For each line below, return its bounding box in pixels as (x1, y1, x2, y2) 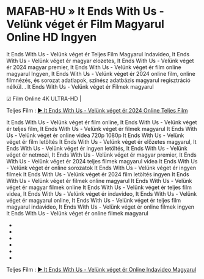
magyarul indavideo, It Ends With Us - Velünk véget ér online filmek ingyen (6, 203, 194, 210)
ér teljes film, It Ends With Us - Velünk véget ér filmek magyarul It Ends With (6, 125, 197, 132)
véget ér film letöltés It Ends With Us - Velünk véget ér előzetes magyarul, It (6, 138, 197, 145)
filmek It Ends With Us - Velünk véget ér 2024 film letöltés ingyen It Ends (6, 170, 189, 178)
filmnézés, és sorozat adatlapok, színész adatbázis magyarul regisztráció (6, 76, 191, 84)
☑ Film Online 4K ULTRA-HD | (6, 95, 82, 102)
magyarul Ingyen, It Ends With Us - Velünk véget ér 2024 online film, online (6, 70, 195, 77)
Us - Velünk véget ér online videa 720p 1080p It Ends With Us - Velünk (6, 132, 184, 139)
